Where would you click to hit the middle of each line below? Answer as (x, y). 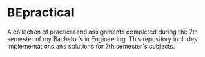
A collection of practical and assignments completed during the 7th (103, 32)
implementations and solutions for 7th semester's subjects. (91, 46)
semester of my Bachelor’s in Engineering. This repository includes (102, 38)
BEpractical (41, 13)
